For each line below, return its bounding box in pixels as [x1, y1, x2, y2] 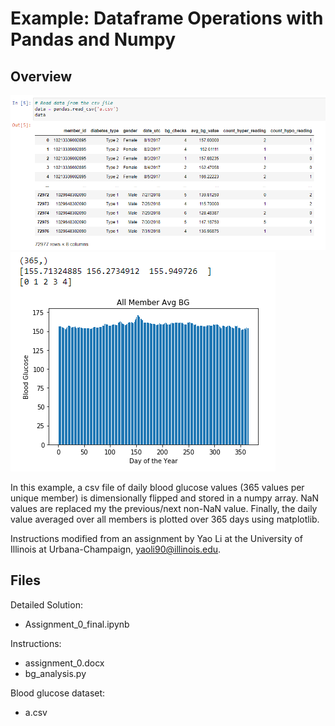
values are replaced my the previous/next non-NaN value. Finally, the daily [10, 503, 318, 515]
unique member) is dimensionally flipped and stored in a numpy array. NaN [10, 492, 320, 504]
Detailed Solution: [10, 598, 83, 611]
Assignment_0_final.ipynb [24, 618, 130, 630]
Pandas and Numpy [10, 28, 176, 51]
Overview [10, 68, 73, 85]
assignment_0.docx [24, 657, 105, 669]
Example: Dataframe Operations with [10, 7, 324, 30]
